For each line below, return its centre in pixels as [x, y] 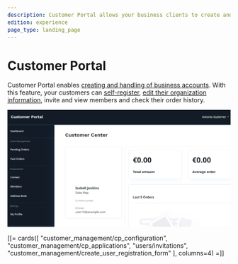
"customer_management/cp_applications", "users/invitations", [98, 245]
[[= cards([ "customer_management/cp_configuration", [87, 238]
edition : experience [38, 22]
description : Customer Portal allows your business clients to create [114, 15]
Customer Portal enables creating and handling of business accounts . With [117, 85]
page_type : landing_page [44, 30]
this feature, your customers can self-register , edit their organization [107, 92]
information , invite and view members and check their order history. [106, 100]
